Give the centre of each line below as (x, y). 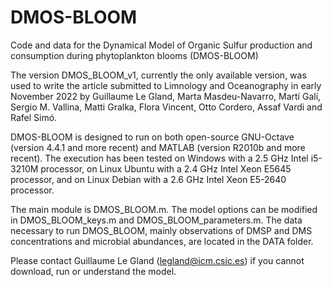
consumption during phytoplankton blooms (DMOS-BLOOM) (134, 55)
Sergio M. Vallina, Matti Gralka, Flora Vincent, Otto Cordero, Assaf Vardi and (166, 107)
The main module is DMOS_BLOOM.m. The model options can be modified (164, 209)
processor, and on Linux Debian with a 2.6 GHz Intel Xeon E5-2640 (148, 179)
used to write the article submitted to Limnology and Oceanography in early (166, 85)
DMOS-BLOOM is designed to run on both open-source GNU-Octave (152, 137)
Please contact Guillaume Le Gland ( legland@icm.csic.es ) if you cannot (157, 260)
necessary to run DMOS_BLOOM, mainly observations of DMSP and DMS (161, 230)
